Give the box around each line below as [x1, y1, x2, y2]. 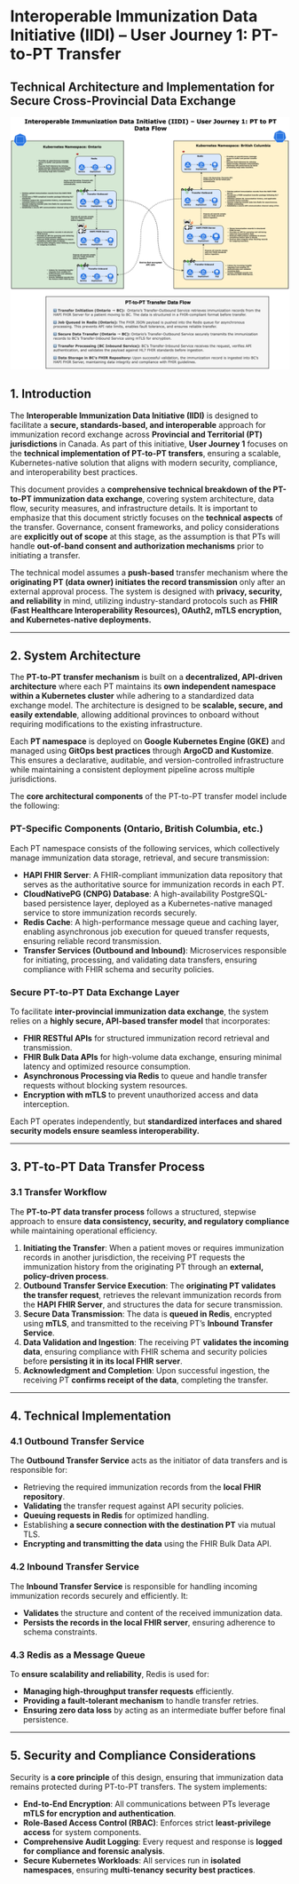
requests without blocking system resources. [22, 1081, 188, 1091]
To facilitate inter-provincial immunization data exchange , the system [10, 1006, 269, 1017]
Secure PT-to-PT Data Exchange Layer [10, 986, 180, 998]
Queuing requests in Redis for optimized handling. [22, 1510, 209, 1521]
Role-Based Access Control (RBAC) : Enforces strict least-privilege [22, 1817, 271, 1828]
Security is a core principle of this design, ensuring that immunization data [10, 1771, 284, 1782]
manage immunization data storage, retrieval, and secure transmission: [10, 852, 270, 863]
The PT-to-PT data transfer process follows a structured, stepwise [10, 1206, 256, 1217]
